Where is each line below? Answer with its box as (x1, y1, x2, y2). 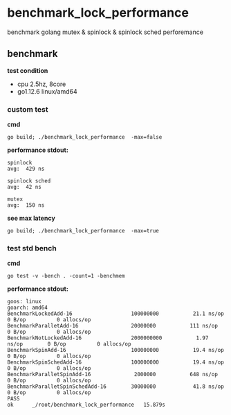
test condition (7, 66, 48, 74)
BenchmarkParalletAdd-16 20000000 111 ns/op (7, 323, 218, 330)
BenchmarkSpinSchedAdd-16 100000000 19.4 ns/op (7, 359, 225, 366)
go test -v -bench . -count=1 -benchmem (7, 273, 126, 280)
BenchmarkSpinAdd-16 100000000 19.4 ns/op (7, 347, 225, 354)
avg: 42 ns (7, 184, 41, 191)
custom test (7, 104, 48, 114)
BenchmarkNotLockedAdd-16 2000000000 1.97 (7, 334, 209, 341)
